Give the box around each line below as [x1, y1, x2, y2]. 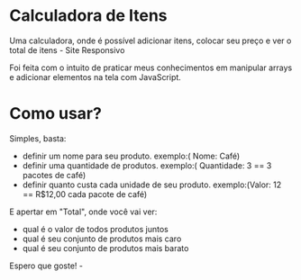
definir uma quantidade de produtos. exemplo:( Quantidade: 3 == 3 [22, 159, 272, 171]
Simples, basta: [9, 132, 67, 144]
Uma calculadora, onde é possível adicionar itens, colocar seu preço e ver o [9, 35, 292, 46]
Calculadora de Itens [9, 5, 169, 26]
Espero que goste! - [9, 260, 84, 271]
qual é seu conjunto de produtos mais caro [22, 233, 182, 244]
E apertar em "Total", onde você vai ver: [9, 206, 158, 217]
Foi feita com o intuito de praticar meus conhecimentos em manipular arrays [9, 62, 293, 73]
